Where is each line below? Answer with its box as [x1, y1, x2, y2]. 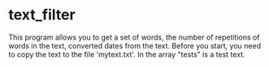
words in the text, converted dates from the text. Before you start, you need [8, 40, 262, 50]
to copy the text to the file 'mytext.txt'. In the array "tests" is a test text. [8, 49, 245, 59]
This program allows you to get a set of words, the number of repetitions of [8, 32, 260, 42]
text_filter [8, 6, 76, 24]
